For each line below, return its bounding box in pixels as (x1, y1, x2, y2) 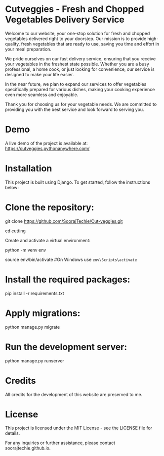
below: (5, 184, 19, 190)
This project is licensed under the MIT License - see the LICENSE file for (5, 425, 152, 431)
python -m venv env (5, 247, 46, 253)
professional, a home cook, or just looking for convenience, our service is (5, 66, 155, 72)
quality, (5, 41, 20, 47)
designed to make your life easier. (5, 71, 74, 77)
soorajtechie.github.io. (5, 445, 51, 451)
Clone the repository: (5, 202, 94, 213)
